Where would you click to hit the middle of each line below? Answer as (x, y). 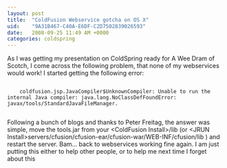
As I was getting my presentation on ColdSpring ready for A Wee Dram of (111, 58)
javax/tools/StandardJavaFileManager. (63, 104)
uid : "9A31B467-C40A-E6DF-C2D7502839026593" (77, 26)
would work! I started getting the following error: (76, 73)
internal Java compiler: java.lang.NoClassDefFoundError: (92, 98)
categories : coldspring (41, 39)
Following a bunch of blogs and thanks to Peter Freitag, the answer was (109, 122)
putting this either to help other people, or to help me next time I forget (107, 152)
